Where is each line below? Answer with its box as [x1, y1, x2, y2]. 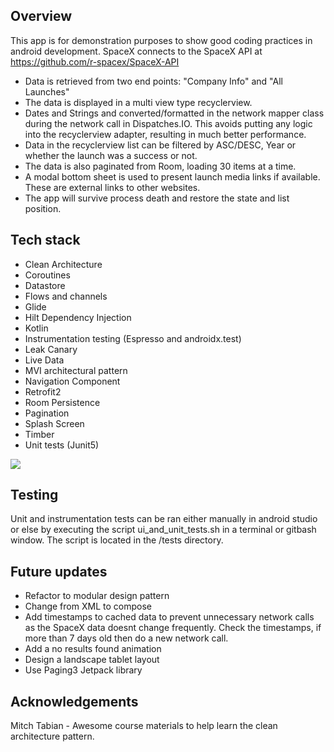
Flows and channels [24, 290, 108, 302]
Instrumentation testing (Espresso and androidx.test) [24, 332, 242, 344]
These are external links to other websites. [24, 181, 201, 193]
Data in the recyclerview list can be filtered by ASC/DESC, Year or [24, 139, 297, 151]
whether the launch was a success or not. [24, 149, 198, 161]
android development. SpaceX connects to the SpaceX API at [10, 45, 263, 57]
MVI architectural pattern [24, 364, 128, 376]
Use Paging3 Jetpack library [24, 664, 143, 676]
